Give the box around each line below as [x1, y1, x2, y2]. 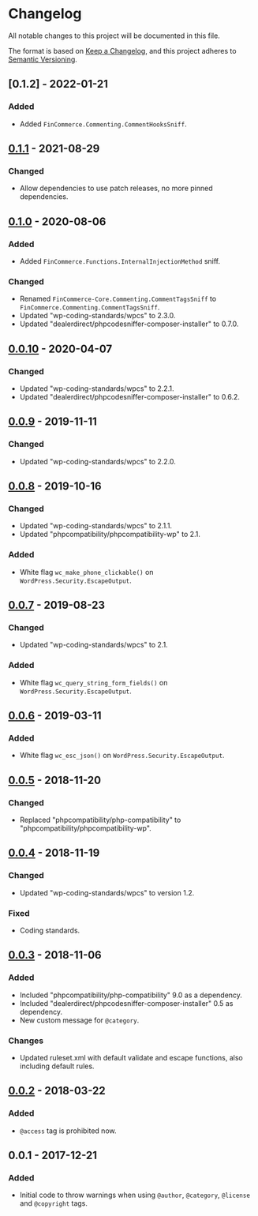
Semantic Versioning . [8, 54, 77, 64]
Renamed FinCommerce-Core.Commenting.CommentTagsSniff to [19, 294, 217, 304]
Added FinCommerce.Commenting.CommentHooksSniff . [19, 119, 187, 129]
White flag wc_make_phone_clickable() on [19, 567, 154, 576]
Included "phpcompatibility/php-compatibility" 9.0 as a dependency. [19, 990, 243, 1000]
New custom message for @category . [19, 1015, 140, 1025]
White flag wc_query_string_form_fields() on [19, 677, 168, 687]
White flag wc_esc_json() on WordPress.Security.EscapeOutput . [19, 751, 225, 760]
